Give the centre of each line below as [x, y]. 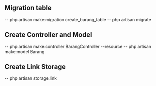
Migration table [28, 8]
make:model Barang [24, 51]
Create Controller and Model [48, 35]
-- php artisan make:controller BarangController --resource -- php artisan [78, 46]
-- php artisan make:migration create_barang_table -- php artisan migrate [78, 19]
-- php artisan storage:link [31, 78]
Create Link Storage [35, 67]
